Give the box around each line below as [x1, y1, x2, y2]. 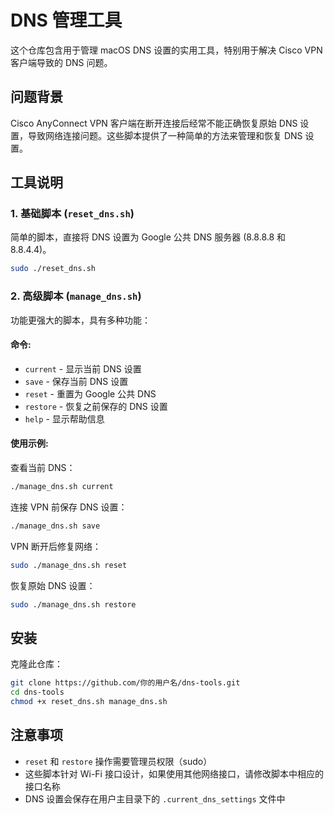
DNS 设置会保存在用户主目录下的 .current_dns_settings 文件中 [24, 792, 286, 805]
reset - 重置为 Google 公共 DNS [24, 387, 157, 400]
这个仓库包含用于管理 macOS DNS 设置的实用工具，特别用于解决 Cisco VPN [10, 44, 323, 56]
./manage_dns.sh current [10, 482, 114, 492]
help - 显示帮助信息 [24, 412, 105, 425]
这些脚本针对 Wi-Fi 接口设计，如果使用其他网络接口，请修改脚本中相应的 [24, 767, 324, 780]
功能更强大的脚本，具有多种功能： [10, 314, 151, 326]
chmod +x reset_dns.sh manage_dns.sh [10, 697, 168, 707]
